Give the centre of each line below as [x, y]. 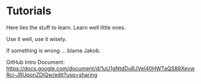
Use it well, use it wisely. [37, 39]
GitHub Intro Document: [35, 62]
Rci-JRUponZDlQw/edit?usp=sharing [52, 74]
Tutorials [29, 11]
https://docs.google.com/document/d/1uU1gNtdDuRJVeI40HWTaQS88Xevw [100, 68]
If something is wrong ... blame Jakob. [53, 50]
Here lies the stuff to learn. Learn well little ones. [66, 27]
